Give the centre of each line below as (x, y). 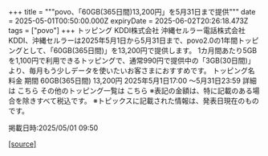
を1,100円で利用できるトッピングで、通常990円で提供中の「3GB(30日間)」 (132, 60)
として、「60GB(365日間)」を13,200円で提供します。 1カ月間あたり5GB (140, 50)
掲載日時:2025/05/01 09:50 (53, 128)
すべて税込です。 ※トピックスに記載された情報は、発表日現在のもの (147, 101)
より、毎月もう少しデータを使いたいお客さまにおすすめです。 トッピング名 (132, 70)
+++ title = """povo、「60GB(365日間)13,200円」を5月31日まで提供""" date (132, 12)
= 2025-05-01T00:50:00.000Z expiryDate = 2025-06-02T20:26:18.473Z (128, 21)
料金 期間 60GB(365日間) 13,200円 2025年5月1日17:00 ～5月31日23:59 (124, 80)
